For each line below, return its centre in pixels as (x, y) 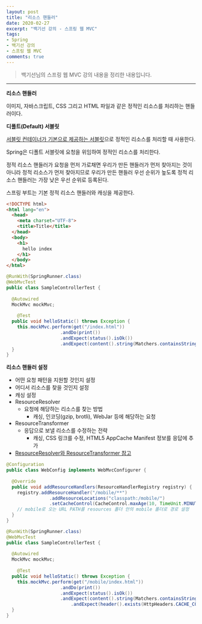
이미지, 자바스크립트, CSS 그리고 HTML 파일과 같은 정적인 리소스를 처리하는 (95, 106)
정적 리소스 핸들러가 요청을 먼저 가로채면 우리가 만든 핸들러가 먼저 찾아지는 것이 (99, 165)
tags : (13, 34)
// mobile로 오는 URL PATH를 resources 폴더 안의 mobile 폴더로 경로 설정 (103, 509)
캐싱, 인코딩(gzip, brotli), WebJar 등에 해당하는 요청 (94, 417)
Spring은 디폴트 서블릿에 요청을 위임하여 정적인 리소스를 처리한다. (83, 152)
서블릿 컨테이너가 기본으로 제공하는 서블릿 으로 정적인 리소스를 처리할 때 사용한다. (101, 139)
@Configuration (25, 465)
